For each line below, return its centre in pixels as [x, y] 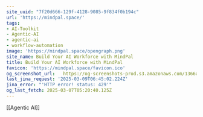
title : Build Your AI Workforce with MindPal [64, 62]
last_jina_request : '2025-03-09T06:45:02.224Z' [67, 79]
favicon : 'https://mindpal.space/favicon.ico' [66, 68]
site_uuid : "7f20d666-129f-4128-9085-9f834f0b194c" [72, 12]
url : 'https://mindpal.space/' [46, 17]
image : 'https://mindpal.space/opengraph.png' [66, 51]
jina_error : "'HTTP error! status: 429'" [59, 85]
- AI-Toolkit [23, 29]
